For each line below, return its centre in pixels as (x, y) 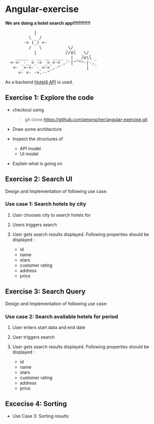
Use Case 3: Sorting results (40, 416)
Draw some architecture (37, 129)
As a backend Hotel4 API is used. (39, 82)
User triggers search (34, 337)
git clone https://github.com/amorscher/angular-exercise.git (86, 119)
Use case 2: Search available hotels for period (62, 317)
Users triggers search (35, 224)
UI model (29, 154)
